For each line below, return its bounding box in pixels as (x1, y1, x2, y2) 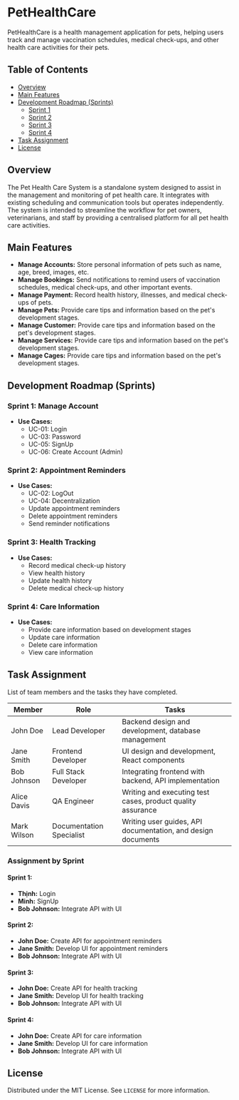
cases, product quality (122, 796, 197, 806)
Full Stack (52, 766, 85, 776)
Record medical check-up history (28, 561, 127, 569)
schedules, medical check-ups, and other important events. (17, 283, 193, 292)
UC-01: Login (28, 425, 68, 434)
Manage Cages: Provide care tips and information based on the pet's (17, 351, 222, 360)
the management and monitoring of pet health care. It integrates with (7, 190, 210, 199)
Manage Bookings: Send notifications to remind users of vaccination (17, 275, 221, 284)
